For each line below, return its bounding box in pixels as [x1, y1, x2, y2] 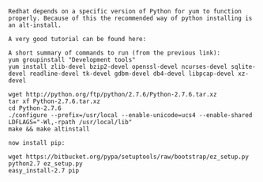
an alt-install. [8, 21, 62, 29]
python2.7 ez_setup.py [8, 160, 83, 168]
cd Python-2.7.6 [8, 104, 62, 112]
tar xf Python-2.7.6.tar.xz [8, 97, 101, 105]
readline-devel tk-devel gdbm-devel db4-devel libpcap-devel [28, 70, 235, 78]
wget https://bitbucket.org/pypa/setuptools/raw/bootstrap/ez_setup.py [8, 153, 249, 161]
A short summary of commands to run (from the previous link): [8, 49, 221, 57]
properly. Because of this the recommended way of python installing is [8, 14, 253, 22]
